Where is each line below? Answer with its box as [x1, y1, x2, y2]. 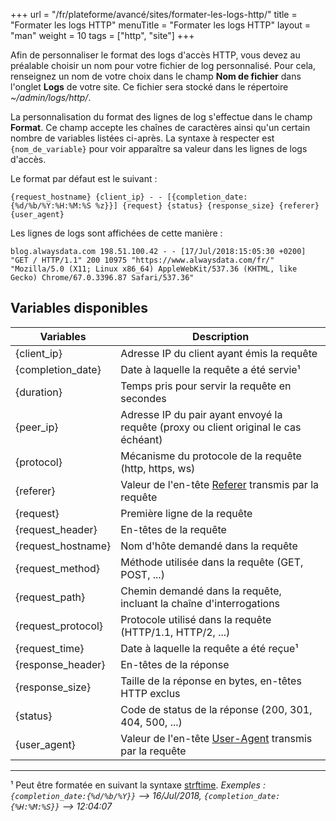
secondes [120, 391, 167, 405]
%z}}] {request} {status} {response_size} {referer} [95, 201, 320, 211]
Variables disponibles [10, 300, 149, 317]
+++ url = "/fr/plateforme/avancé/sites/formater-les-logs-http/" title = [10, 9, 298, 20]
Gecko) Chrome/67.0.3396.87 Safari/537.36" [10, 273, 195, 283]
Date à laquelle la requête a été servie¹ [120, 362, 301, 376]
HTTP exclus [120, 686, 181, 700]
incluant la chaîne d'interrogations [120, 596, 281, 610]
